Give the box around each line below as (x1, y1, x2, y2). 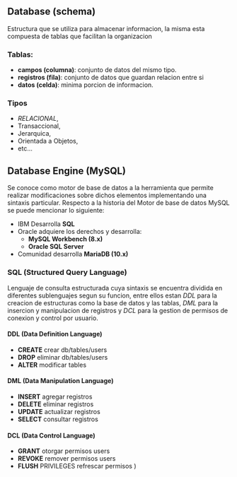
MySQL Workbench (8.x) (28, 235, 103, 243)
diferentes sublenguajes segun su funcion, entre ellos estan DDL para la (7, 291, 217, 300)
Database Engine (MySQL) (7, 165, 126, 177)
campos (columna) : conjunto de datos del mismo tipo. (17, 66, 177, 74)
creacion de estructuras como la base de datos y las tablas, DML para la (7, 298, 218, 307)
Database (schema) (7, 6, 96, 18)
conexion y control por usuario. (7, 314, 99, 322)
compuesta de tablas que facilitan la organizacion (7, 32, 152, 40)
